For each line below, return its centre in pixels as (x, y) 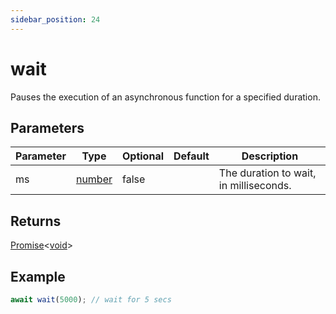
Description (270, 156)
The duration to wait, (267, 173)
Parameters (47, 127)
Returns (36, 221)
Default (191, 156)
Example (38, 276)
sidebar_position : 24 (55, 19)
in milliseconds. (255, 186)
